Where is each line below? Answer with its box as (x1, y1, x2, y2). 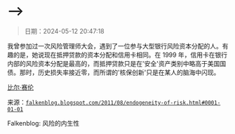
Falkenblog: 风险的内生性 (7, 119, 79, 127)
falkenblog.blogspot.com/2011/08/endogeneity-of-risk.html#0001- (25, 99, 221, 106)
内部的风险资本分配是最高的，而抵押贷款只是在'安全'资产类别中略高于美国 (7, 59, 220, 67)
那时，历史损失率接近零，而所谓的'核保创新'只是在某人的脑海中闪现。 (19, 68, 220, 76)
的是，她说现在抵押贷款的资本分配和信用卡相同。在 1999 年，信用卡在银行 (13, 51, 228, 59)
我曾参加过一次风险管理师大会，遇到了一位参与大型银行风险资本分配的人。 (7, 41, 222, 50)
